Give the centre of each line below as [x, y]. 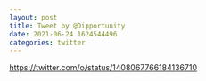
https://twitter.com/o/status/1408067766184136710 [103, 68]
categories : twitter [48, 42]
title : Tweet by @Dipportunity [67, 26]
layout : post [33, 17]
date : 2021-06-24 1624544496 [63, 34]
